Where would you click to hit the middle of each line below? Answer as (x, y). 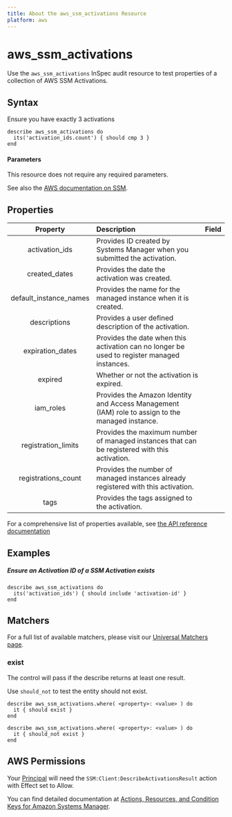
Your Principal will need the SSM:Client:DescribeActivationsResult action (112, 778)
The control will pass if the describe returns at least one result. (96, 677)
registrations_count (50, 478)
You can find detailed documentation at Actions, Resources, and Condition (113, 799)
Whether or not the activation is (147, 375)
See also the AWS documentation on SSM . (68, 188)
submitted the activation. (136, 258)
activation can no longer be (141, 347)
